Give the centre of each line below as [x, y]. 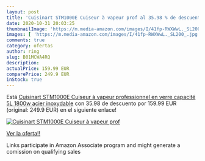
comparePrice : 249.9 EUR [38, 74]
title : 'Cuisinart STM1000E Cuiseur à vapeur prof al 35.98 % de [91, 18]
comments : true [26, 40]
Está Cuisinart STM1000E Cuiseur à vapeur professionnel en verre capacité [101, 97]
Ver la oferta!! [23, 134]
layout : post [23, 12]
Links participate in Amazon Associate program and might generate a [93, 145]
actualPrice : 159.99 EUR [38, 68]
